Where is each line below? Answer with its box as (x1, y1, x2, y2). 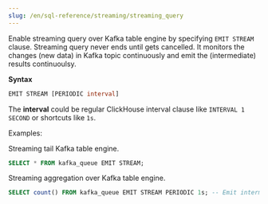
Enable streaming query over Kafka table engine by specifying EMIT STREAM (8, 33, 254, 43)
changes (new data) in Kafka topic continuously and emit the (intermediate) (8, 50, 257, 60)
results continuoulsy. (8, 59, 77, 69)
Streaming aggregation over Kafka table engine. (8, 173, 166, 183)
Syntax (8, 74, 33, 84)
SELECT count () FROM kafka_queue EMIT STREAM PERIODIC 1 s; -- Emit (8, 189, 238, 197)
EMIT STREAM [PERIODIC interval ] (8, 89, 120, 98)
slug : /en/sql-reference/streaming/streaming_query (8, 11, 183, 20)
